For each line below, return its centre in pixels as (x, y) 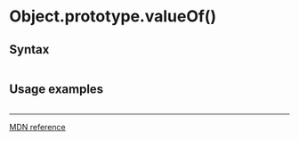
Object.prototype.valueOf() (113, 17)
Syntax (29, 50)
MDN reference (38, 127)
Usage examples (57, 90)
